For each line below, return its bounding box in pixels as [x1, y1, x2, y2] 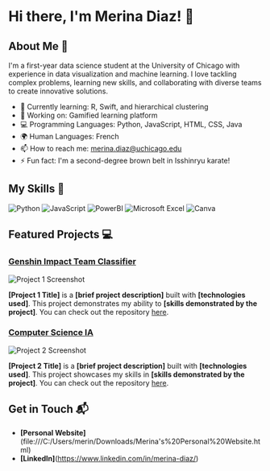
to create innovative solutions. [8, 86, 109, 96]
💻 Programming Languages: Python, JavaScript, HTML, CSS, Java [19, 120, 243, 129]
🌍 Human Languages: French [19, 132, 119, 141]
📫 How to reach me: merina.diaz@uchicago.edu [19, 144, 182, 153]
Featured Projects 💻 [8, 228, 114, 242]
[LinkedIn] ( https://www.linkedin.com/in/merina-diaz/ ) [19, 453, 199, 463]
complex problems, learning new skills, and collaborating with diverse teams [8, 78, 262, 87]
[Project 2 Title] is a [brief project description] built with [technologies [8, 361, 247, 370]
